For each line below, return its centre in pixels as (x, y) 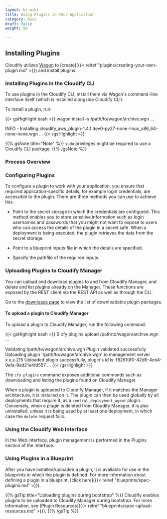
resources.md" (20, 511)
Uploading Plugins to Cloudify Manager (54, 270)
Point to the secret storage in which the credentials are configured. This (86, 212)
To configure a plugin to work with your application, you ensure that (75, 186)
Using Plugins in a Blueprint (39, 458)
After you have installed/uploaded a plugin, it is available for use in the (77, 469)
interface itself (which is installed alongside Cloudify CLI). (64, 99)
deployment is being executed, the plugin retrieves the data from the (83, 233)
